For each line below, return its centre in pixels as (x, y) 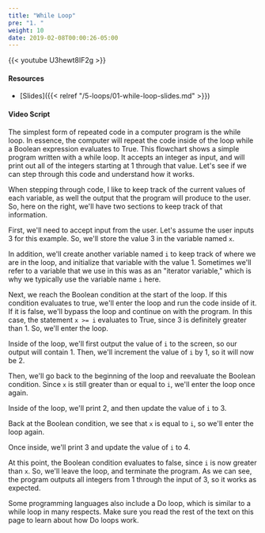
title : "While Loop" (42, 15)
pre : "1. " (26, 23)
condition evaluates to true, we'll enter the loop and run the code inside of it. (132, 303)
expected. (25, 488)
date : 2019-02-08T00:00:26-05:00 (63, 38)
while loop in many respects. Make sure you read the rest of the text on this (131, 512)
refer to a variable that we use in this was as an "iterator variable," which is (130, 270)
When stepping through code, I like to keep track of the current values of (127, 189)
